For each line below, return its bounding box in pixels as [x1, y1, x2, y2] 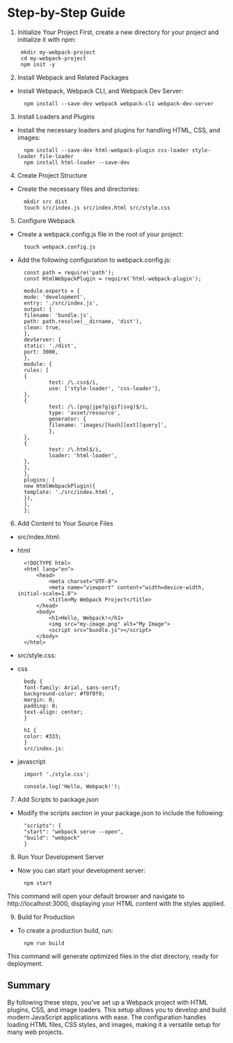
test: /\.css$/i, [48, 378, 99, 386]
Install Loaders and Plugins [17, 112, 95, 121]
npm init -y [20, 61, 56, 68]
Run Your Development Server [17, 852, 104, 861]
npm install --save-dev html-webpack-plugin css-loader [24, 146, 189, 154]
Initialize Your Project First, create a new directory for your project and [17, 28, 219, 36]
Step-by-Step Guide [7, 5, 126, 21]
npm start [24, 879, 52, 886]
